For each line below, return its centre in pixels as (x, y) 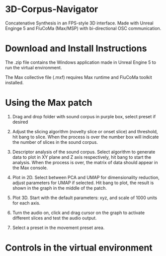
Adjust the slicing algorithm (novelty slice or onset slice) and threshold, (85, 131)
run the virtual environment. (34, 67)
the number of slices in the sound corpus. (55, 142)
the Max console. (30, 168)
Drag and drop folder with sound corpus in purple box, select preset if (84, 116)
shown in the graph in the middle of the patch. (59, 188)
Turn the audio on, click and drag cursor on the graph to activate (79, 213)
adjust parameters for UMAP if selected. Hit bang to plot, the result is (83, 183)
